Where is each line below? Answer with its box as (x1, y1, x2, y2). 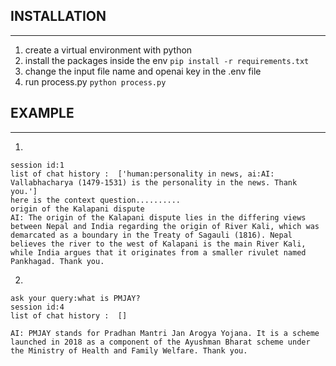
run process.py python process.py (24, 75, 167, 88)
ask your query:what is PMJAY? (10, 293, 141, 303)
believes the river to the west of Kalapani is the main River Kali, (10, 239, 307, 249)
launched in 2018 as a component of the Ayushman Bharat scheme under (10, 337, 311, 347)
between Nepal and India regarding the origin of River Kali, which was (10, 221, 320, 231)
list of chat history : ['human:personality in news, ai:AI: (10, 169, 275, 179)
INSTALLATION (10, 8, 107, 25)
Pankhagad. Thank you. (10, 256, 105, 266)
